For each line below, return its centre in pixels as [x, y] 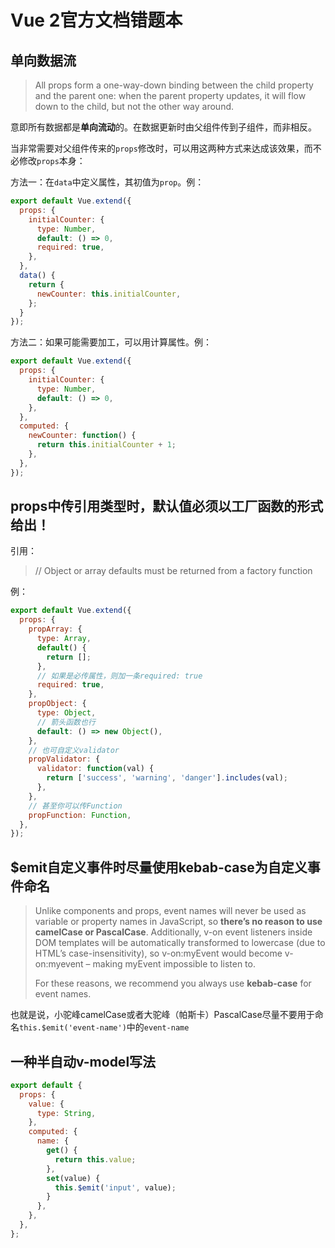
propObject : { [57, 704]
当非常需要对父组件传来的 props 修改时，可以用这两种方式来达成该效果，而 [161, 148]
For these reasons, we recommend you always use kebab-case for [173, 983]
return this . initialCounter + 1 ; [106, 445]
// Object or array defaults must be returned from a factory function [173, 571]
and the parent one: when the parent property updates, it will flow [170, 95]
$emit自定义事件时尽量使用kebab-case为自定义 [159, 867]
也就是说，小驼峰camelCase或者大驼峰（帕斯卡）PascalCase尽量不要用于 [162, 1015]
